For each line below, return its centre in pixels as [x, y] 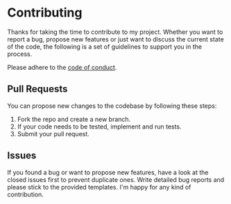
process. [20, 54]
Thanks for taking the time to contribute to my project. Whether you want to [115, 32]
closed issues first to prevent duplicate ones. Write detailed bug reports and [116, 179]
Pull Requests [37, 89]
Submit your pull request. [53, 133]
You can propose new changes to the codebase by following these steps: [112, 106]
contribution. [25, 194]
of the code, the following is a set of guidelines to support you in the [105, 46]
